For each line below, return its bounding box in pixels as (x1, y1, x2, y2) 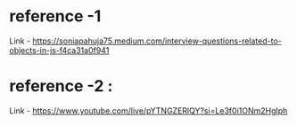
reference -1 (9, 6, 102, 27)
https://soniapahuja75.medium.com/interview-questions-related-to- (32, 35, 283, 46)
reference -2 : (9, 76, 113, 97)
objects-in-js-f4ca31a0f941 (9, 44, 110, 55)
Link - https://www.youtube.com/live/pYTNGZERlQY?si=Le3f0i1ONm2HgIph (9, 105, 288, 116)
